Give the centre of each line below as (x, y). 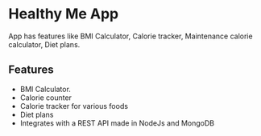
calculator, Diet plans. (44, 44)
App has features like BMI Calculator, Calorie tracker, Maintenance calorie (130, 36)
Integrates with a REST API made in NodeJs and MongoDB (117, 123)
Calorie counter (46, 98)
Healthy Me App (64, 14)
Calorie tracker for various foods (74, 106)
